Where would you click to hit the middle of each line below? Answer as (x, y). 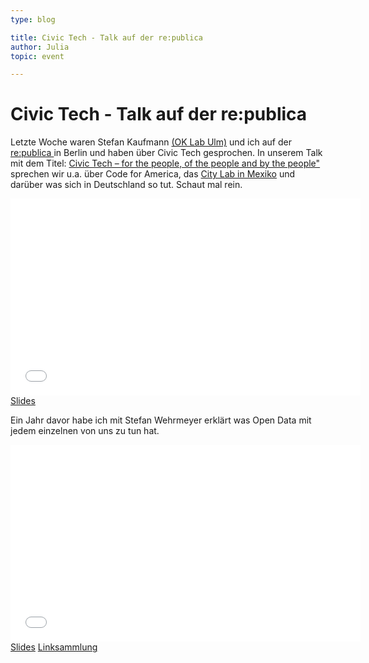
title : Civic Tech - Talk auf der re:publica (106, 37)
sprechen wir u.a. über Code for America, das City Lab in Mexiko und (153, 174)
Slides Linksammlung (54, 647)
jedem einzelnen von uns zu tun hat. (85, 431)
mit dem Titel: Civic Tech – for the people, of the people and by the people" (165, 163)
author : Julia (40, 47)
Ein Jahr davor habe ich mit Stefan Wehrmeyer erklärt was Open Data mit (161, 420)
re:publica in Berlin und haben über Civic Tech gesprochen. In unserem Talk (166, 153)
